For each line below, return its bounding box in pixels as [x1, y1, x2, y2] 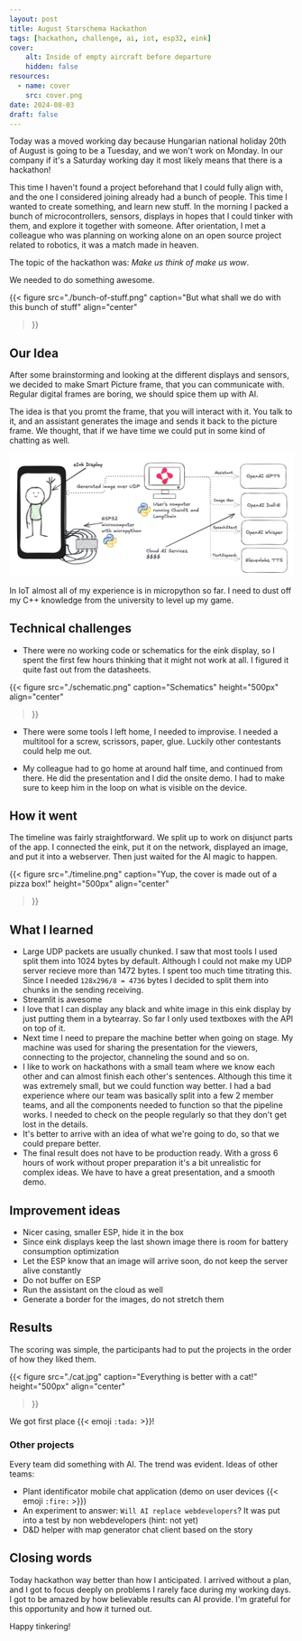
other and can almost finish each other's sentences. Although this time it [22, 1071, 293, 1082]
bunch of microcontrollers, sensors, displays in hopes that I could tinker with [9, 211, 294, 221]
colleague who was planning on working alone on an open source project [9, 230, 282, 241]
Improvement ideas [9, 1203, 121, 1218]
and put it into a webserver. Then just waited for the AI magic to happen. [9, 851, 278, 862]
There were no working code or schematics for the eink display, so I [22, 644, 275, 655]
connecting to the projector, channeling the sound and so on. [22, 1052, 250, 1063]
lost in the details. [22, 1119, 88, 1130]
